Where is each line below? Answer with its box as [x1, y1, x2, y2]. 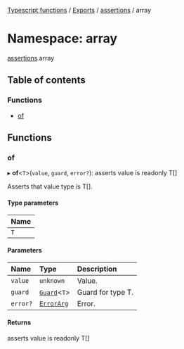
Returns [7, 318, 32, 326]
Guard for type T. [77, 287, 134, 297]
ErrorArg [39, 299, 69, 307]
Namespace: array [7, 31, 118, 46]
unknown [39, 277, 65, 284]
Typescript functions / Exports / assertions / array [7, 6, 152, 14]
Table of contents [7, 74, 86, 87]
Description [77, 264, 117, 274]
